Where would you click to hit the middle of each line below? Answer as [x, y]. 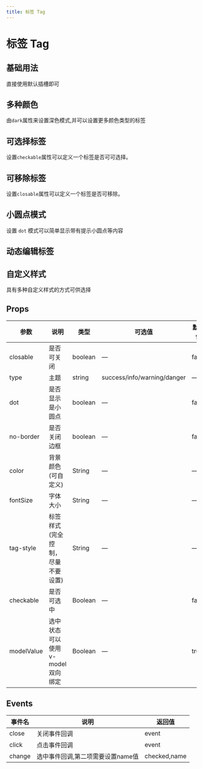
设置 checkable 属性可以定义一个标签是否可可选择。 [69, 157]
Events [20, 704]
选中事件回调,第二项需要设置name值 [88, 756]
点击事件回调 [55, 745]
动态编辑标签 [30, 251]
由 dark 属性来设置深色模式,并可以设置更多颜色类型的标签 [76, 120]
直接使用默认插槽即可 [33, 84]
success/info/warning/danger [144, 377]
